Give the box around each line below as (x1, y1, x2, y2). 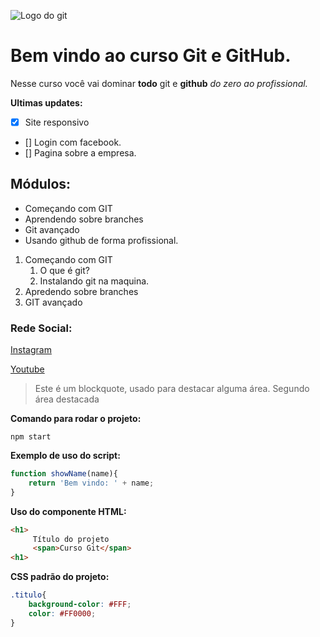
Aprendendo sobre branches (24, 213, 144, 225)
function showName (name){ (10, 469, 118, 479)
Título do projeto (32, 534, 110, 544)
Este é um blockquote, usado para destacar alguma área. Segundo (34, 383, 310, 395)
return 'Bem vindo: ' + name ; (28, 478, 155, 488)
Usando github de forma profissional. (24, 234, 179, 246)
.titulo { (10, 590, 47, 600)
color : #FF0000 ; (28, 608, 97, 619)
